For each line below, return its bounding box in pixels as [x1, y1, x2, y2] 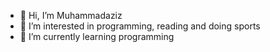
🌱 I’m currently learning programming [19, 31, 175, 42]
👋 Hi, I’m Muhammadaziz [19, 10, 123, 21]
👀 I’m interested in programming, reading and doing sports [19, 20, 261, 32]
